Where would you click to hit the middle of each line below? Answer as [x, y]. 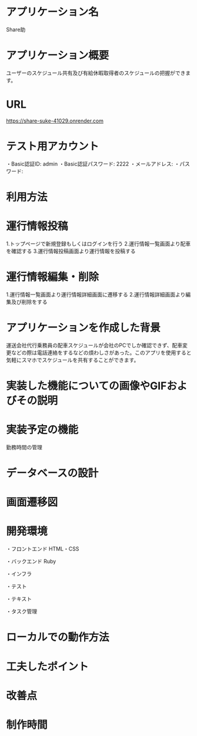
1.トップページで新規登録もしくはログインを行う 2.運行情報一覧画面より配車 [98, 243]
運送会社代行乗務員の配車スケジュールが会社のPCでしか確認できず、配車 [94, 345]
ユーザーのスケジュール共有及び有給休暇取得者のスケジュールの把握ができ [96, 73]
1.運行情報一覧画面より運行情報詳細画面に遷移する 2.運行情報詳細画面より [96, 294]
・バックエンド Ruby [31, 561]
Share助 [16, 29]
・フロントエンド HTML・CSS [43, 549]
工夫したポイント [48, 667]
